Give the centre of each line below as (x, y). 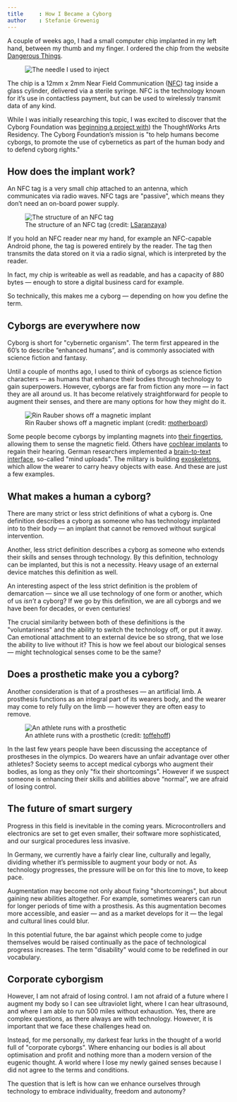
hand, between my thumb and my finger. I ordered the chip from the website (118, 48)
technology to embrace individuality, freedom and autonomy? (97, 1091)
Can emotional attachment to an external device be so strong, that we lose (115, 637)
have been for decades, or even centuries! (69, 608)
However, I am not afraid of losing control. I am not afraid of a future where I (118, 996)
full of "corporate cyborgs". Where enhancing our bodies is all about (107, 1048)
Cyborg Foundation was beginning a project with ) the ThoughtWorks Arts (114, 127)
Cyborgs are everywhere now (74, 326)
